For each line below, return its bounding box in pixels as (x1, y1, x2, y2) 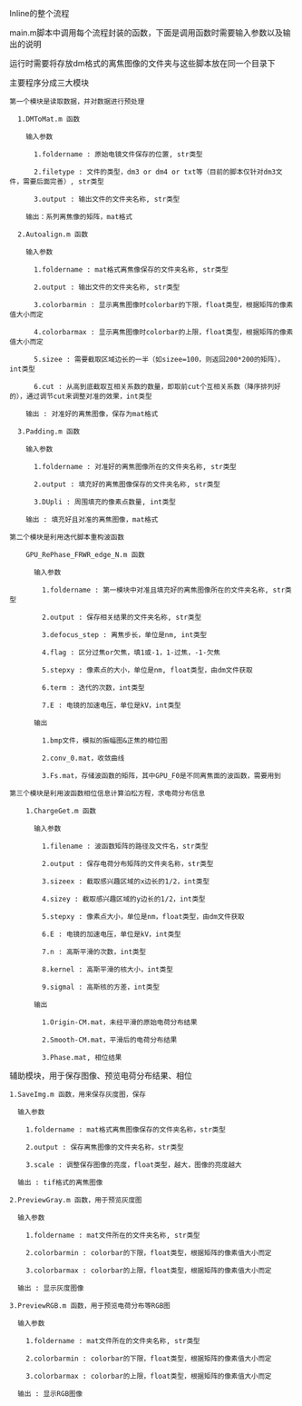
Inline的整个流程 (9, 8, 70, 18)
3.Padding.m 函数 (17, 427, 81, 436)
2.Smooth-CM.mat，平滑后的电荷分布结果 (42, 1035, 178, 1044)
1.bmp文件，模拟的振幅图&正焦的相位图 (42, 736, 168, 745)
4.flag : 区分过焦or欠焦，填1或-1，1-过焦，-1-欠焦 (42, 648, 220, 657)
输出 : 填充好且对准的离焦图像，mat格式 (25, 515, 159, 524)
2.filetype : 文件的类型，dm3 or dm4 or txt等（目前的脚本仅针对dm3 (33, 167, 277, 176)
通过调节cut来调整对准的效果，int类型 (25, 392, 152, 401)
